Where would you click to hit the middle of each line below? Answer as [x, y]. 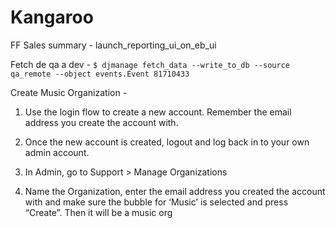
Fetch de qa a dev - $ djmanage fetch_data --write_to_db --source [150, 64]
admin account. [57, 152]
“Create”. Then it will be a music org [98, 212]
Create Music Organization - [69, 92]
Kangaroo [52, 17]
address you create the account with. [101, 122]
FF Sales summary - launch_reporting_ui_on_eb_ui [113, 45]
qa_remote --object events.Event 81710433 [100, 74]
